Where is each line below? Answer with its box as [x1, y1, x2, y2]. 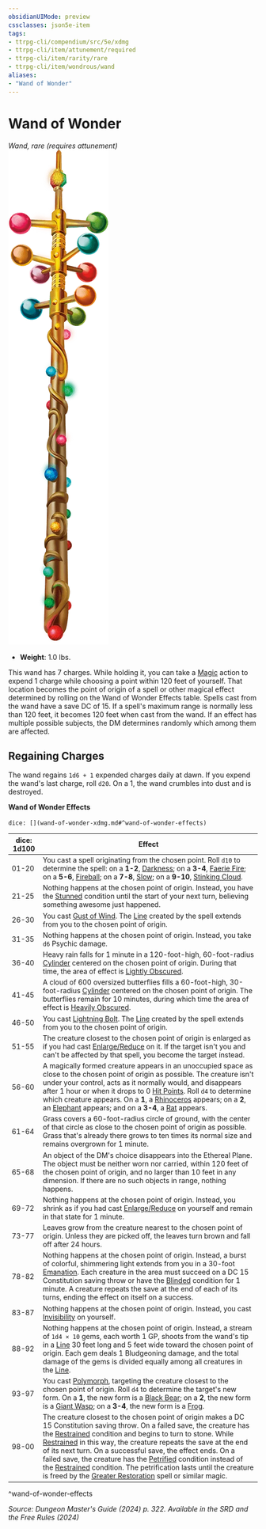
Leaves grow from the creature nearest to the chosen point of [42, 1223, 243, 1232]
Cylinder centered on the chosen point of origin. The [82, 986, 253, 996]
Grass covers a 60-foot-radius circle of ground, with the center [42, 1114, 251, 1124]
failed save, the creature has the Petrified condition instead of [42, 1455, 244, 1464]
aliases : [8, 71, 37, 79]
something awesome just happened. [42, 900, 161, 909]
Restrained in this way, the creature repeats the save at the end [42, 1437, 248, 1447]
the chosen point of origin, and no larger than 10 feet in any [42, 1167, 237, 1177]
